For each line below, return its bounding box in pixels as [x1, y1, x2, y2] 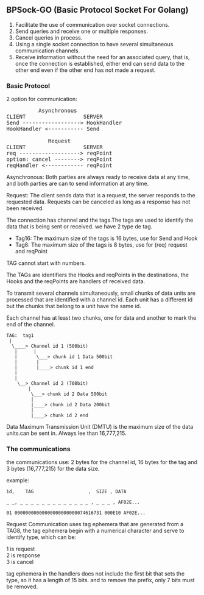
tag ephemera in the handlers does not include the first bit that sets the [6, 570, 185, 577]
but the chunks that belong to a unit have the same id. [6, 303, 141, 310]
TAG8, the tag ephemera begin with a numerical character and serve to [6, 527, 185, 535]
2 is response [6, 552, 41, 559]
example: [6, 477, 29, 484]
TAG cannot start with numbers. [6, 259, 86, 267]
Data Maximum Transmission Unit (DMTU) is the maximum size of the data [6, 423, 194, 431]
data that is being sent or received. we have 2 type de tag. [6, 223, 153, 230]
